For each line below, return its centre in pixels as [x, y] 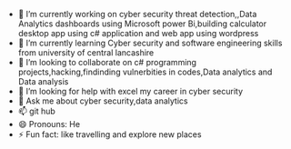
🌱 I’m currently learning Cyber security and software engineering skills [150, 43]
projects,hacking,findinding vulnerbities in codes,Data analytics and [145, 72]
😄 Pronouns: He [49, 124]
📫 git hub [37, 111]
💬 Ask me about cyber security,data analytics [103, 101]
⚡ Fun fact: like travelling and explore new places [110, 134]
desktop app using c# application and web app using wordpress [138, 33]
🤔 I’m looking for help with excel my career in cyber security [130, 91]
